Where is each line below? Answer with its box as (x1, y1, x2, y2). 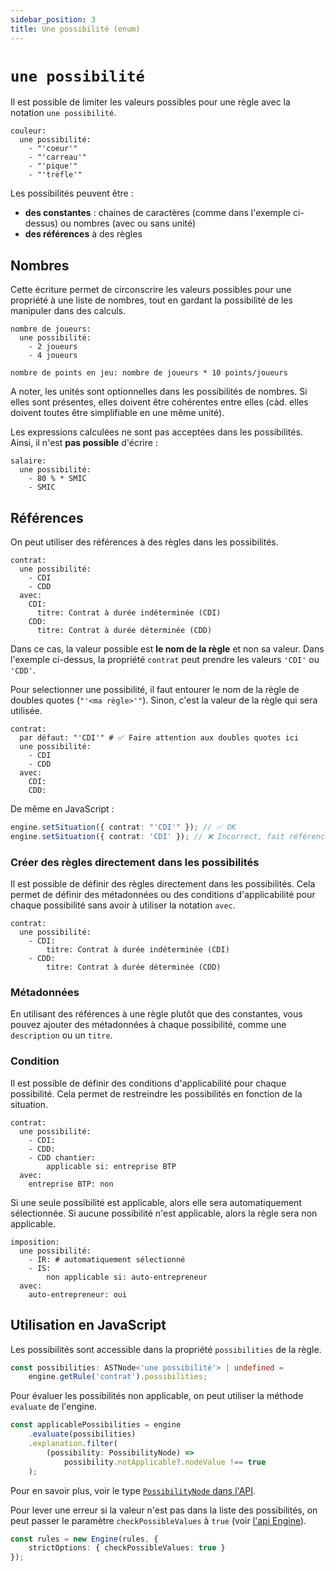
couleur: (10, 126, 47, 136)
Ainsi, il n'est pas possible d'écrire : (10, 437, 158, 449)
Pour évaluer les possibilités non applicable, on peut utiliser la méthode (10, 1390, 304, 1402)
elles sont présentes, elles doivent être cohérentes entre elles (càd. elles (10, 396, 309, 408)
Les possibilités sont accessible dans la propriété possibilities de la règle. (10, 1343, 322, 1355)
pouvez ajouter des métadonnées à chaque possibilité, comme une (10, 1019, 287, 1031)
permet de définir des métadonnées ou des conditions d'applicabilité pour (10, 889, 316, 901)
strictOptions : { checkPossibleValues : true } (28, 1543, 226, 1553)
